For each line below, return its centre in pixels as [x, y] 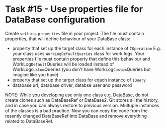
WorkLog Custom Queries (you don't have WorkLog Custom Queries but [82, 69]
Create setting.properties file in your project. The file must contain [75, 33]
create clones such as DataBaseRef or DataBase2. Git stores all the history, [82, 100]
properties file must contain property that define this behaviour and [81, 59]
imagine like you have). [36, 74]
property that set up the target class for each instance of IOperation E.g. [87, 48]
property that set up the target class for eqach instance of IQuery [79, 80]
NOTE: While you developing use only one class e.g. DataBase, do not [77, 95]
